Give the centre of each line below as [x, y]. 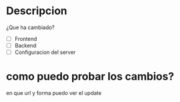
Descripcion [37, 11]
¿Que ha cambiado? [30, 27]
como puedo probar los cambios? [90, 77]
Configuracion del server [45, 52]
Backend [25, 45]
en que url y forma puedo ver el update [54, 93]
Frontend [26, 39]
